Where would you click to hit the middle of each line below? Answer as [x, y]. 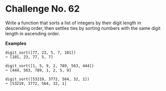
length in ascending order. [32, 33]
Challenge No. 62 [43, 9]
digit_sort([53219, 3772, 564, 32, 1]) [47, 79]
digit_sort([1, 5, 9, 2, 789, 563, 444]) [50, 66]
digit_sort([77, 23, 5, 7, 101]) [41, 53]
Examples [16, 43]
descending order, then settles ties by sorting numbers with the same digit [83, 28]
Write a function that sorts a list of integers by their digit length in [73, 23]
